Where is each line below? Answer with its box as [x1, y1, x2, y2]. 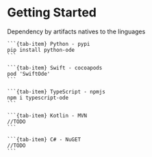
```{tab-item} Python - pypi [7, 40, 90, 47]
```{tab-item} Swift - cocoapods [7, 64, 103, 71]
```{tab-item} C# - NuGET [7, 136, 81, 143]
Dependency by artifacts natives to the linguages [7, 27, 146, 35]
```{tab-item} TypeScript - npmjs [7, 88, 106, 95]
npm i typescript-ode [7, 94, 69, 101]
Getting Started [7, 5, 97, 20]
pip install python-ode [7, 46, 75, 53]
